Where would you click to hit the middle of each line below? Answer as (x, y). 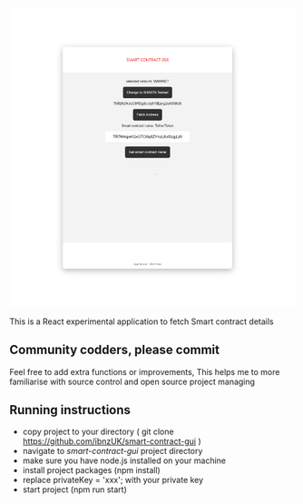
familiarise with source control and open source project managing (132, 381)
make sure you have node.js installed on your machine (124, 460)
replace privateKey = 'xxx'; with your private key (113, 480)
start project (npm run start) (74, 489)
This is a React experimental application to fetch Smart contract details (142, 321)
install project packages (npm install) (91, 470)
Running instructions (70, 410)
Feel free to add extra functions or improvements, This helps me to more (145, 371)
